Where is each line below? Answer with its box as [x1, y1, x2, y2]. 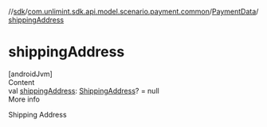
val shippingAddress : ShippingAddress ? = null [8, 86, 159, 95]
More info [8, 94, 41, 104]
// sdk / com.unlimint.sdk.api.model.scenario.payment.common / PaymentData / [8, 7, 259, 16]
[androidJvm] [8, 69, 53, 79]
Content [8, 77, 35, 87]
